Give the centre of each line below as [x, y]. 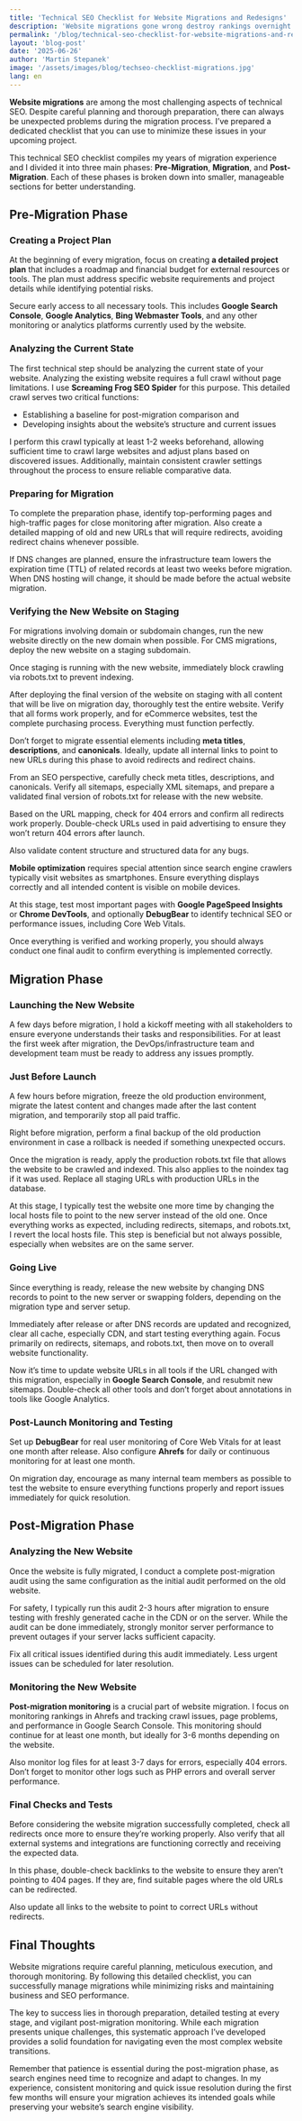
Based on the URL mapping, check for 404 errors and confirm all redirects [147, 814]
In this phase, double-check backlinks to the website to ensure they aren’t [147, 1871]
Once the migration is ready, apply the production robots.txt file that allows [148, 1160]
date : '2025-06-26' [46, 51]
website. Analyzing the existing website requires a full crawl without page [145, 378]
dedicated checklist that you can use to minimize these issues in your [138, 131]
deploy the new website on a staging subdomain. [100, 651]
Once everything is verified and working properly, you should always [137, 942]
